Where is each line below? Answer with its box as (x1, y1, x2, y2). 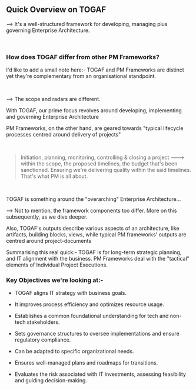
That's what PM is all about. (20, 173, 88, 180)
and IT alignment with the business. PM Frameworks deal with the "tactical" (6, 255, 190, 262)
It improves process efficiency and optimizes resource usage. (14, 301, 165, 308)
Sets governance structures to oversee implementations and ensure (14, 330, 180, 337)
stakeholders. (26, 318, 60, 326)
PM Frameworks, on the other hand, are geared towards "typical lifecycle (6, 125, 184, 132)
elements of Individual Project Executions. (6, 261, 108, 268)
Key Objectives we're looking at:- (6, 276, 104, 284)
